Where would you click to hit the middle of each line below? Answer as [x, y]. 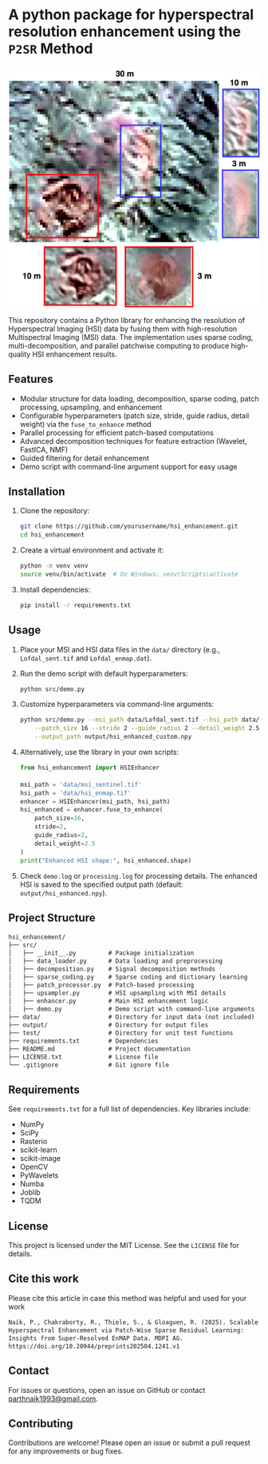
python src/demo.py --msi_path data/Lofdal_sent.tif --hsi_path [129, 720]
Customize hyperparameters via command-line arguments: [116, 704]
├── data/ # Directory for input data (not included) [132, 1017]
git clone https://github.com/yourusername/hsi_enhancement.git [129, 527]
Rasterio [33, 1142]
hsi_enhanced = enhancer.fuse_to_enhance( [91, 810]
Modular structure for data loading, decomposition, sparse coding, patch [139, 398]
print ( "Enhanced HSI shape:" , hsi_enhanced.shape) [106, 860]
